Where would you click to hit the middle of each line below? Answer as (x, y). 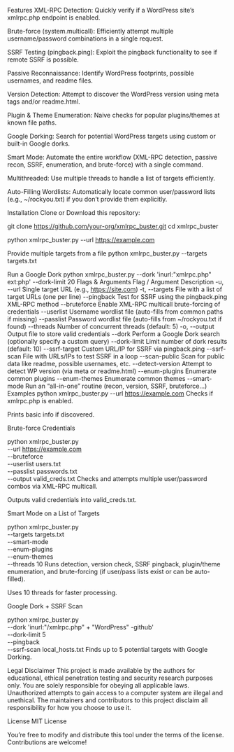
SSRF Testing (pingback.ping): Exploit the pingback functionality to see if (112, 52)
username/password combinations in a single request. (85, 39)
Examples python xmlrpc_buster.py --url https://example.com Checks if (110, 394)
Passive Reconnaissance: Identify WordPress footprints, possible (101, 73)
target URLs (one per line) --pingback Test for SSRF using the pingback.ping (117, 297)
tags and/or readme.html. (44, 102)
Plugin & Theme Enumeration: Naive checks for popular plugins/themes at (114, 115)
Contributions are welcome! (47, 742)
